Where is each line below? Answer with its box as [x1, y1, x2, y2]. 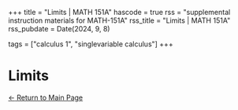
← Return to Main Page [8, 93, 84, 102]
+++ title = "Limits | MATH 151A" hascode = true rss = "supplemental [8, 8, 231, 16]
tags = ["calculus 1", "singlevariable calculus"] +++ [8, 39, 173, 49]
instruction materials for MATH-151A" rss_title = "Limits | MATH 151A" [8, 16, 231, 25]
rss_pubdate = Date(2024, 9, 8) [8, 24, 110, 33]
